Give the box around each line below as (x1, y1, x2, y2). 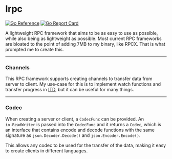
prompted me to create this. (5, 46, 64, 52)
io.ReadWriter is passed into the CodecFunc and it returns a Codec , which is (5, 121, 161, 127)
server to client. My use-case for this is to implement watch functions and (5, 81, 161, 87)
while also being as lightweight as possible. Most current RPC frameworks (5, 35, 162, 42)
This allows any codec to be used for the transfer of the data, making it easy (5, 142, 166, 148)
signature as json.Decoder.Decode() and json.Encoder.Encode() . (5, 132, 141, 138)
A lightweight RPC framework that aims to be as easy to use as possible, (5, 30, 158, 36)
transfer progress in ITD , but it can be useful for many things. (5, 87, 134, 93)
